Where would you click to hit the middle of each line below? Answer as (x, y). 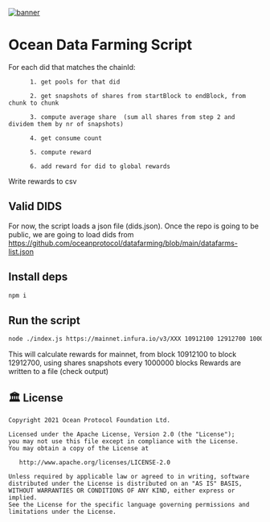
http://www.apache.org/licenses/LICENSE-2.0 (95, 462)
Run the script (44, 321)
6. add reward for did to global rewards (100, 166)
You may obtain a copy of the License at (79, 448)
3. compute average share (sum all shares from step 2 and (132, 117)
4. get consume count (66, 138)
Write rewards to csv (43, 181)
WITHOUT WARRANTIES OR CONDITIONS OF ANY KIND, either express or (122, 491)
